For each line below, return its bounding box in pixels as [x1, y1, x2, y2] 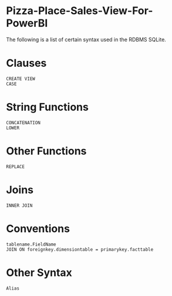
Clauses [6, 57, 47, 70]
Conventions [6, 222, 70, 235]
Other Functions [6, 145, 87, 158]
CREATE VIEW [6, 76, 35, 81]
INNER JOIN [6, 202, 33, 209]
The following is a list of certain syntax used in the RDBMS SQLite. [6, 36, 166, 43]
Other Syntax [6, 266, 72, 279]
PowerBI [6, 16, 48, 30]
